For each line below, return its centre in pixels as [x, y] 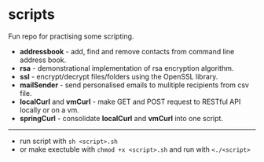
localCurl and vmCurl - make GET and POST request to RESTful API [130, 101]
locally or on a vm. [49, 110]
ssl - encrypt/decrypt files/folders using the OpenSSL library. [119, 76]
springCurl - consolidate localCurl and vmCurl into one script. [121, 118]
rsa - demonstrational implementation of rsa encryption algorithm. [126, 68]
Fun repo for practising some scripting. [71, 36]
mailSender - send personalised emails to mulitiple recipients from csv [134, 85]
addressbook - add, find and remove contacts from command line [127, 51]
